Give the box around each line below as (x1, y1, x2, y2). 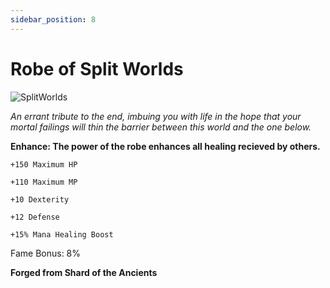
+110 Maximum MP (10, 177, 78, 187)
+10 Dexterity (10, 194, 70, 205)
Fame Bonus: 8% (10, 247, 82, 259)
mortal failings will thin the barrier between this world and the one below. (10, 121, 312, 133)
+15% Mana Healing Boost (10, 229, 114, 240)
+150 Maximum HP (10, 159, 78, 170)
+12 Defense (10, 212, 60, 222)
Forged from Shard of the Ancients (10, 266, 158, 278)
